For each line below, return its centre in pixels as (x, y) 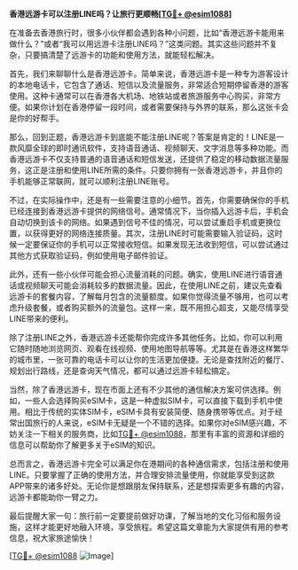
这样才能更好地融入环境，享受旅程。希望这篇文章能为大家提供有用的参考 (157, 527)
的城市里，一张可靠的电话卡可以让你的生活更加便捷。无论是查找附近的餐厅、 (149, 359)
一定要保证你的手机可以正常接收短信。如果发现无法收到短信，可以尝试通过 (153, 244)
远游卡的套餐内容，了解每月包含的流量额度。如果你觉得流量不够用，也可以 (145, 297)
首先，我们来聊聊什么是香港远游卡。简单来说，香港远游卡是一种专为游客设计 (149, 74)
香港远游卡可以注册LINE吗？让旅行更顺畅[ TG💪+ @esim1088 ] (121, 14)
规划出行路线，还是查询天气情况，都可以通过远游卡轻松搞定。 (122, 371)
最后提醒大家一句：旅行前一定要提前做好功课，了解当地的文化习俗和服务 (141, 516)
